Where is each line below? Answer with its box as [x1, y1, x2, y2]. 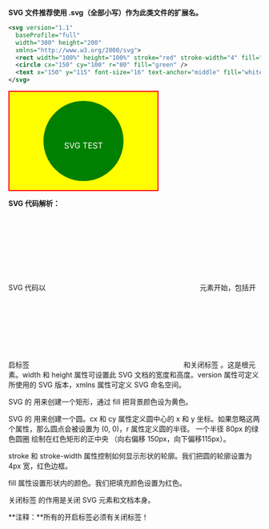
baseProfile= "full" [15, 31, 81, 39]
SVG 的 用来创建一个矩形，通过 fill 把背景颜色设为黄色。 [8, 397, 193, 406]
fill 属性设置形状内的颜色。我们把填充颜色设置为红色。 [8, 479, 187, 487]
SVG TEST [63, 140, 103, 151]
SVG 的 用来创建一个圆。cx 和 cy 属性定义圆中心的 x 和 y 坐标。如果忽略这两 [8, 414, 260, 423]
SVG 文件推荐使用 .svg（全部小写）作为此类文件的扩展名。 [8, 8, 203, 17]
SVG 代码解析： [8, 199, 60, 208]
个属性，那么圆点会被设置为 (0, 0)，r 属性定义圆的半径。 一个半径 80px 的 [8, 424, 252, 434]
